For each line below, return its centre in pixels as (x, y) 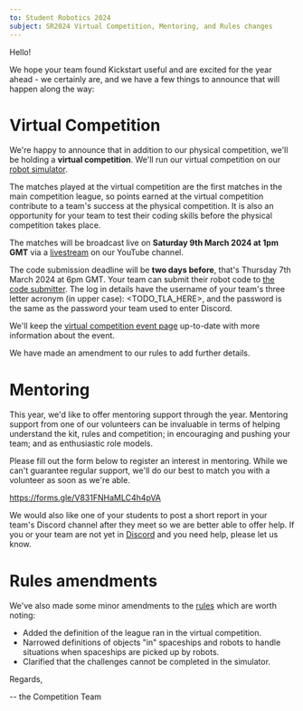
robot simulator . (38, 169)
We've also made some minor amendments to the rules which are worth (143, 606)
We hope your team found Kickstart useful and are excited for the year (141, 70)
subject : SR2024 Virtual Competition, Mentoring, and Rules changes (141, 26)
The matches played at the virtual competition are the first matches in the (146, 187)
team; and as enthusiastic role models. (81, 443)
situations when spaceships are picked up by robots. (121, 652)
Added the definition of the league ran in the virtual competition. (142, 633)
